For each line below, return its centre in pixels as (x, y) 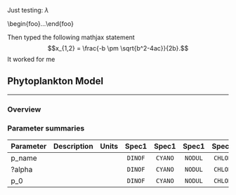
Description (73, 147)
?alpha (22, 170)
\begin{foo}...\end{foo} (40, 23)
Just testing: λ (28, 10)
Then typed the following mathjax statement (71, 37)
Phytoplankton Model (55, 81)
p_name (24, 159)
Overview (24, 109)
